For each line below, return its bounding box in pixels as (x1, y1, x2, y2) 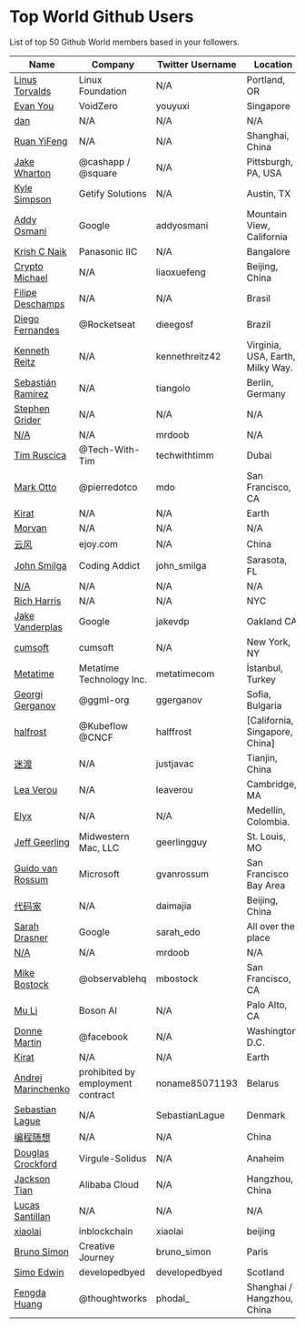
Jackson (14, 1172, 51, 1185)
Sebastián (14, 376, 57, 389)
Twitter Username (157, 57, 237, 70)
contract (78, 1088, 115, 1100)
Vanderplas (14, 621, 64, 634)
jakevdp (155, 614, 190, 627)
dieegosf (155, 318, 194, 330)
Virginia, (246, 339, 281, 351)
